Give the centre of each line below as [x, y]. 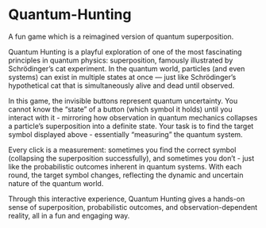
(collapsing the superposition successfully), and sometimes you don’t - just [131, 158]
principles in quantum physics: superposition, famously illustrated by [121, 60]
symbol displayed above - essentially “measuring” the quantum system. [126, 134]
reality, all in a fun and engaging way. [69, 215]
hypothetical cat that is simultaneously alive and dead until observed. [121, 85]
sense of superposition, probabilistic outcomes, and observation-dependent [133, 207]
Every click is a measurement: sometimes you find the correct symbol [122, 150]
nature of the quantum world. [56, 183]
